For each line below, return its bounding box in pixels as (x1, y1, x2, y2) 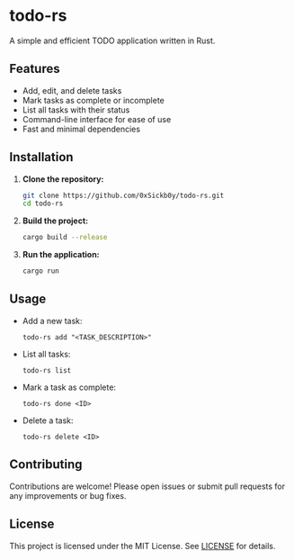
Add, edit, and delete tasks (22, 85, 122, 95)
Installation (9, 149, 74, 165)
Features (9, 61, 60, 77)
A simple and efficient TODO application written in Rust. (9, 35, 216, 46)
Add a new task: (22, 315, 83, 326)
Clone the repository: (22, 173, 104, 185)
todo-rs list (22, 366, 72, 375)
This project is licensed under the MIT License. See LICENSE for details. (9, 540, 276, 551)
